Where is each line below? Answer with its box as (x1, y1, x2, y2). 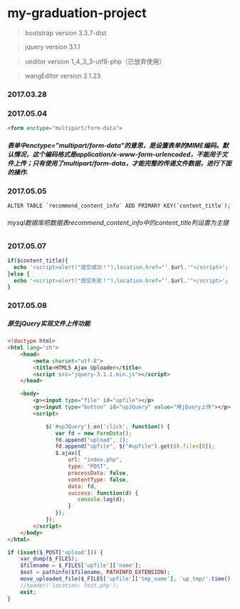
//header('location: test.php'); (20, 582, 120, 589)
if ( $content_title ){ (7, 257, 69, 264)
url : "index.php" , (68, 456, 122, 463)
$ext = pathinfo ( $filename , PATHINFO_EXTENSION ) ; (20, 569, 171, 576)
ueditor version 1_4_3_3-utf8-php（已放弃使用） (24, 57, 166, 66)
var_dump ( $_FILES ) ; (20, 555, 78, 563)
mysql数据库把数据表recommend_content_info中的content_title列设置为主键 (7, 218, 229, 226)
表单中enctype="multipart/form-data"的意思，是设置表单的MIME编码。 (7, 141, 223, 149)
